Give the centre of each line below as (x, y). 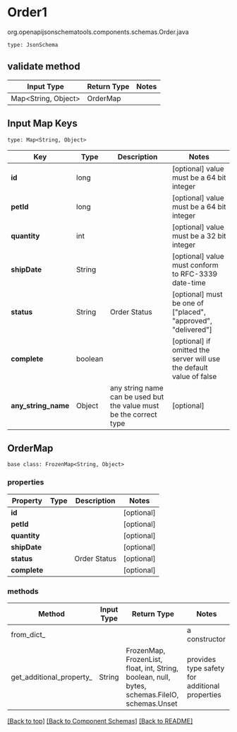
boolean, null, (148, 677)
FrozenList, (144, 659)
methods (23, 591)
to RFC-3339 (194, 274)
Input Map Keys (42, 123)
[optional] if (191, 341)
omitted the (191, 349)
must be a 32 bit (199, 236)
